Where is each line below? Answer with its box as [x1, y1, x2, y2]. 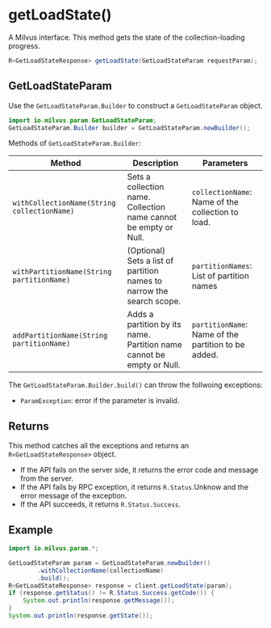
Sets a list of [127, 255, 174, 266]
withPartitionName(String [12, 267, 112, 277]
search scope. [127, 295, 181, 307]
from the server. [19, 473, 74, 483]
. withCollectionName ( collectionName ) [37, 566, 164, 575]
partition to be [191, 339, 245, 350]
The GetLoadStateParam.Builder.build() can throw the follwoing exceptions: [8, 380, 263, 390]
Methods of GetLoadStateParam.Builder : [8, 138, 141, 148]
